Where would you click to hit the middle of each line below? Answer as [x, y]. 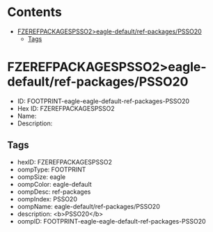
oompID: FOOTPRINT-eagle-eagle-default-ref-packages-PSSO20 [112, 221]
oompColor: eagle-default [54, 184]
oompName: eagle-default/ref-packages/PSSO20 [88, 206]
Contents [35, 12]
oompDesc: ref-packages [54, 192]
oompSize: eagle [41, 177]
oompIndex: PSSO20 [47, 199]
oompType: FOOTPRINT [52, 169]
